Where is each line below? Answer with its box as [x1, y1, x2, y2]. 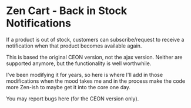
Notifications [6, 16, 72, 30]
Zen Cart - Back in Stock [6, 4, 128, 18]
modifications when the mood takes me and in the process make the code [6, 77, 186, 85]
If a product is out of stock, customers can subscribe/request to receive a [6, 36, 185, 43]
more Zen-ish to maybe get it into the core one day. [6, 83, 131, 90]
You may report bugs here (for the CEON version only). [6, 95, 139, 102]
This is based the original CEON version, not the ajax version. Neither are [6, 53, 183, 60]
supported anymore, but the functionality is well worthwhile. [6, 60, 152, 67]
